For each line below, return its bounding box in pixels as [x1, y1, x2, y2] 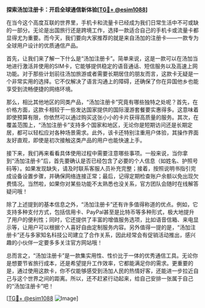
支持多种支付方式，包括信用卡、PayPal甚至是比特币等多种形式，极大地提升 [6, 208, 195, 216]
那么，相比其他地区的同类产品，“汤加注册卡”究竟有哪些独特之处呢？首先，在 [6, 98, 198, 106]
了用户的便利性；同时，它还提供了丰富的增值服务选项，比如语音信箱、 [6, 216, 183, 223]
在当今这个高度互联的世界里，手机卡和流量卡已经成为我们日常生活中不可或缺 [6, 19, 199, 26]
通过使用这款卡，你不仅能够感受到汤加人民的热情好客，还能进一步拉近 [16, 267, 193, 274]
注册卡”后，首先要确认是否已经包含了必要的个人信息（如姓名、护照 [24, 157, 193, 164]
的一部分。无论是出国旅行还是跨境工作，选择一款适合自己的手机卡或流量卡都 [6, 27, 199, 34]
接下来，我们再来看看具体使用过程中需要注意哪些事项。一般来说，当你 [6, 150, 183, 156]
